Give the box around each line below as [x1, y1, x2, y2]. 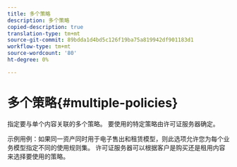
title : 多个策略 [7, 10, 51, 18]
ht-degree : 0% [7, 56, 49, 63]
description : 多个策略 [7, 17, 70, 24]
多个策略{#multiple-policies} [7, 94, 178, 111]
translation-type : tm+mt [7, 30, 80, 37]
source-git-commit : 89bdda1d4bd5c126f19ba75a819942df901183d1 [7, 37, 194, 44]
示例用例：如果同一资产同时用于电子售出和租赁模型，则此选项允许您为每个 [7, 135, 224, 143]
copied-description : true [7, 23, 83, 30]
